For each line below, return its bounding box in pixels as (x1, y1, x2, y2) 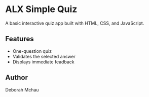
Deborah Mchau (5, 86, 39, 92)
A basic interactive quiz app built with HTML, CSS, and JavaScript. (5, 20, 144, 26)
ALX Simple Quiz (5, 4, 78, 15)
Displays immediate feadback (12, 59, 74, 65)
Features (5, 35, 34, 43)
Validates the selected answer (12, 53, 76, 59)
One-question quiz (12, 48, 52, 54)
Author (5, 73, 28, 82)
